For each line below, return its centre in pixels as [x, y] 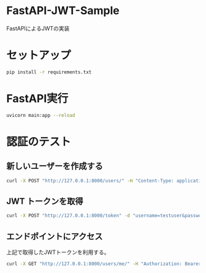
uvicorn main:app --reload [41, 115]
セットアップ [39, 55]
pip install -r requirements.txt [49, 72]
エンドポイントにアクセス [55, 236]
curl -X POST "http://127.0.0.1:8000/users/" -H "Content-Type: [90, 181]
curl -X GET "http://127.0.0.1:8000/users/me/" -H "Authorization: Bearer [104, 264]
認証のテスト [39, 142]
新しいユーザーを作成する [55, 166]
